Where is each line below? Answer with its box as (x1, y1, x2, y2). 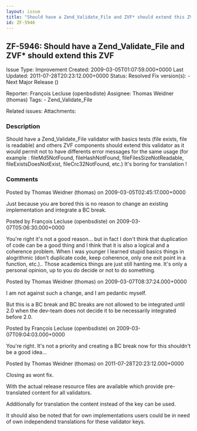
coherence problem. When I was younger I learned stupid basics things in (6, 248, 185, 255)
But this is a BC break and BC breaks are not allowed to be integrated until (6, 300, 185, 308)
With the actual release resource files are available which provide (6, 383, 164, 390)
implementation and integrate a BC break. (6, 206, 107, 213)
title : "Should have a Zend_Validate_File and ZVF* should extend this (6, 14, 185, 20)
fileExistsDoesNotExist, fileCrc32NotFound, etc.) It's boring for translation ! (6, 161, 187, 168)
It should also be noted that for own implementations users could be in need (6, 412, 190, 419)
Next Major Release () (6, 79, 59, 86)
